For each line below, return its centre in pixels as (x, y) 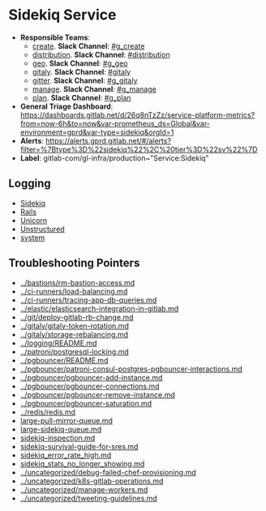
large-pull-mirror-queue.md (66, 420)
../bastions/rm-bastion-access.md (77, 282)
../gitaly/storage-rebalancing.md (74, 334)
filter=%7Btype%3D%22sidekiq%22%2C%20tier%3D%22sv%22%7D (139, 149)
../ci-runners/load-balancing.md (74, 291)
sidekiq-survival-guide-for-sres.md (79, 446)
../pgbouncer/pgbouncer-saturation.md (86, 403)
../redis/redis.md (47, 412)
